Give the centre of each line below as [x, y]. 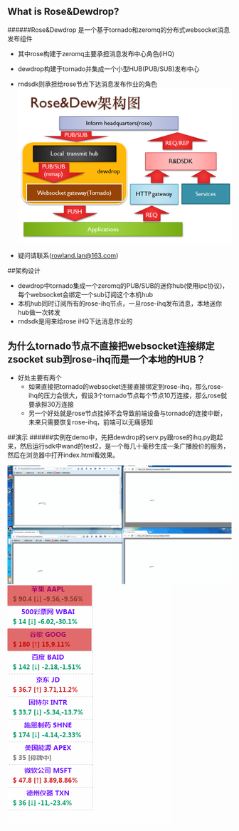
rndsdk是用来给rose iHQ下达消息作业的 [75, 321]
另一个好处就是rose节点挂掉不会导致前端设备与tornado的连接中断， [127, 413]
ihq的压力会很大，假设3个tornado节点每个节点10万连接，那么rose [124, 395]
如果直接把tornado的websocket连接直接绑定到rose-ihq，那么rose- [126, 386]
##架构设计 [24, 271]
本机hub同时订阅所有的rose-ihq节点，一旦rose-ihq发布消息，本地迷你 [120, 304]
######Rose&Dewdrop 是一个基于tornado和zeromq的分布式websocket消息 [118, 30]
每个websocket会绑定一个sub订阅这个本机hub [85, 295]
